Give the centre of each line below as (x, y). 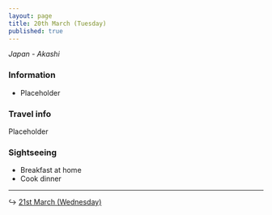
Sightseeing (33, 153)
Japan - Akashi (34, 54)
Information (32, 75)
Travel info (30, 114)
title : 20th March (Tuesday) (57, 24)
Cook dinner (41, 178)
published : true (36, 31)
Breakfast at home (51, 170)
